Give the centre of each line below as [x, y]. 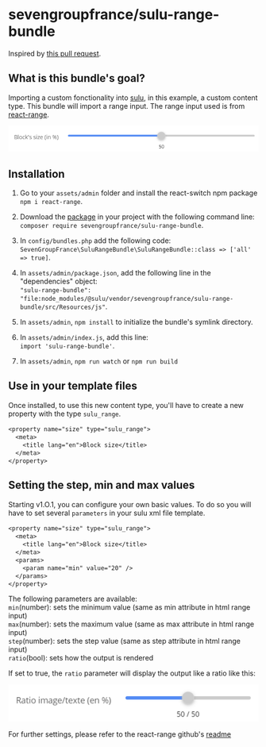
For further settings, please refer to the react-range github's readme [120, 734]
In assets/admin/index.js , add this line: [84, 337]
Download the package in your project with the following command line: [137, 217]
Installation [37, 173]
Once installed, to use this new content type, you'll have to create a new [126, 405]
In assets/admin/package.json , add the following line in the [116, 273]
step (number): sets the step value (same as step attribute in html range [124, 641]
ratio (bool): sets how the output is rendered [81, 657]
